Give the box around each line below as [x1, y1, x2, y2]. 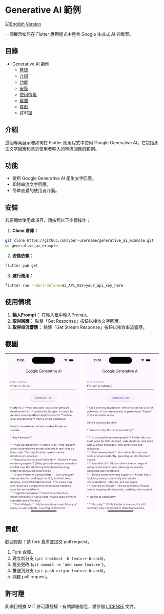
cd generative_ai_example [5, 243, 58, 248]
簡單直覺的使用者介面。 [12, 187, 60, 194]
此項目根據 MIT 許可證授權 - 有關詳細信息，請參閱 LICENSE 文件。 [5, 604, 138, 610]
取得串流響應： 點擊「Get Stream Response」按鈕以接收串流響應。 [12, 324, 147, 330]
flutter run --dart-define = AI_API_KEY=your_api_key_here [5, 283, 123, 288]
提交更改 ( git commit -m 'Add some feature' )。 [12, 562, 108, 567]
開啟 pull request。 [12, 574, 50, 580]
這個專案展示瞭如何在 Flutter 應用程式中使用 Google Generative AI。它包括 [5, 139, 155, 145]
